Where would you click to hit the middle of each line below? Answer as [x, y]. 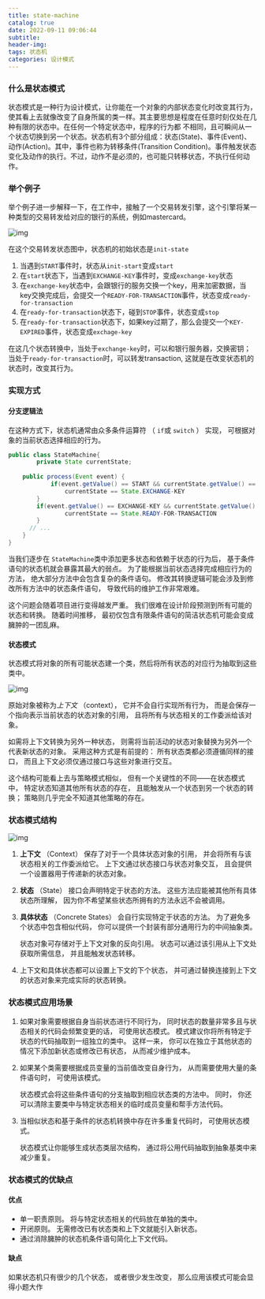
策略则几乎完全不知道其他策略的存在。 [86, 798]
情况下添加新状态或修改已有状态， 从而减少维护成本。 [107, 1051]
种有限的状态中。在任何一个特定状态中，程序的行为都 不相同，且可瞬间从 [127, 127]
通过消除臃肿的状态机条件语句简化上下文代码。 [95, 1238]
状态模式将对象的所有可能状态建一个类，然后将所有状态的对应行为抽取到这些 [132, 664]
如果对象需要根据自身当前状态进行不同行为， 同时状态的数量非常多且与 [134, 1021]
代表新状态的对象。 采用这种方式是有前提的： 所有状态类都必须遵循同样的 [127, 752]
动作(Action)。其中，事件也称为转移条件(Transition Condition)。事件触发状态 [132, 147]
